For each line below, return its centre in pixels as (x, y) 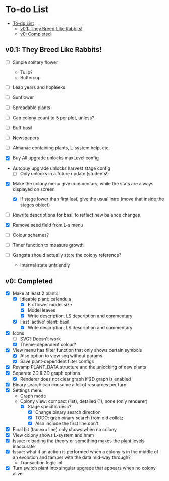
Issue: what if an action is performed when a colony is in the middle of (86, 452)
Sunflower (23, 97)
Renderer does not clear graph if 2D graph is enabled (75, 379)
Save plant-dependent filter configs (57, 361)
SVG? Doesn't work (40, 339)
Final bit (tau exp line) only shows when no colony (65, 429)
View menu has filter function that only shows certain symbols (77, 350)
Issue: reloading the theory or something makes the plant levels (78, 441)
